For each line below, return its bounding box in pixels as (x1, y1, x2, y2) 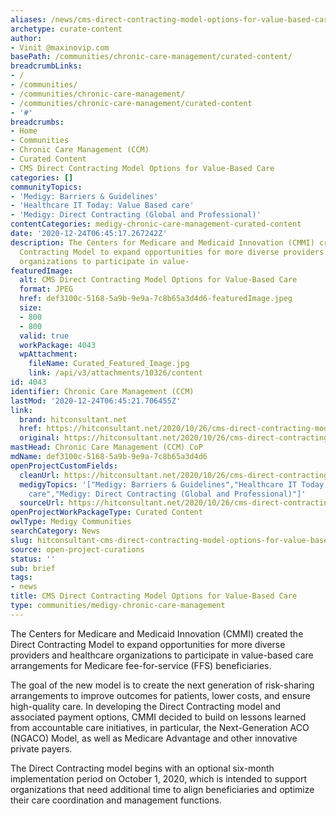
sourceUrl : (19, 498, 65, 508)
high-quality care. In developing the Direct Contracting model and (10, 700, 281, 712)
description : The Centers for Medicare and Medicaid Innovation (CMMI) (10, 237, 315, 248)
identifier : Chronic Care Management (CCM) (10, 386, 195, 396)
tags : (10, 572, 33, 583)
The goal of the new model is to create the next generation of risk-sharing (10, 679, 315, 691)
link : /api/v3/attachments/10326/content (28, 368, 203, 378)
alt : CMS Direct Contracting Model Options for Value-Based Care (19, 275, 298, 285)
